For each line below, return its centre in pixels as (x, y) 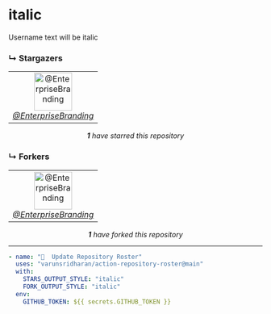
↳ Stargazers (35, 58)
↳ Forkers (29, 157)
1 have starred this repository (135, 136)
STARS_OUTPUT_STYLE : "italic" (74, 279)
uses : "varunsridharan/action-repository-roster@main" (110, 264)
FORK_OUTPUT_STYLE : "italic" (72, 287)
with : (25, 272)
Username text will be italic (53, 37)
